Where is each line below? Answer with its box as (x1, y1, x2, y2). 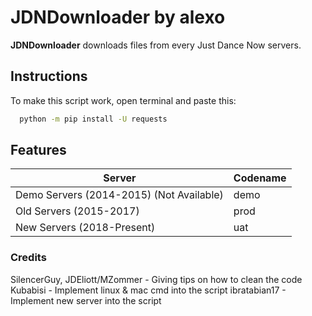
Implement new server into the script (10, 294, 162, 306)
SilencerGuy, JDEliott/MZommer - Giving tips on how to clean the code (10, 273, 303, 285)
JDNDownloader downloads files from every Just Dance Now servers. (10, 39, 302, 51)
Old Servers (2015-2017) (15, 204, 140, 218)
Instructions (10, 68, 88, 85)
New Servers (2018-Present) (15, 221, 156, 235)
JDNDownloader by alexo (10, 6, 226, 29)
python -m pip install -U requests (19, 114, 168, 124)
